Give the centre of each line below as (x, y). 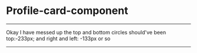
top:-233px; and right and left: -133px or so (58, 38)
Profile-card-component (67, 11)
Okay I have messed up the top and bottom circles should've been (86, 32)
